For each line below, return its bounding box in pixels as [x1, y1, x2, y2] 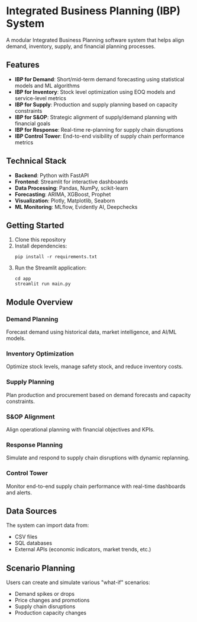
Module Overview [6, 297, 73, 307]
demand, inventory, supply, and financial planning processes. [6, 43, 156, 50]
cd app [14, 276, 31, 282]
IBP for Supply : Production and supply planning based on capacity [14, 101, 178, 108]
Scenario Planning [6, 563, 75, 573]
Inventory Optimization [6, 349, 74, 357]
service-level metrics [14, 94, 67, 101]
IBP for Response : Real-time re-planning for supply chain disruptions [14, 126, 183, 133]
